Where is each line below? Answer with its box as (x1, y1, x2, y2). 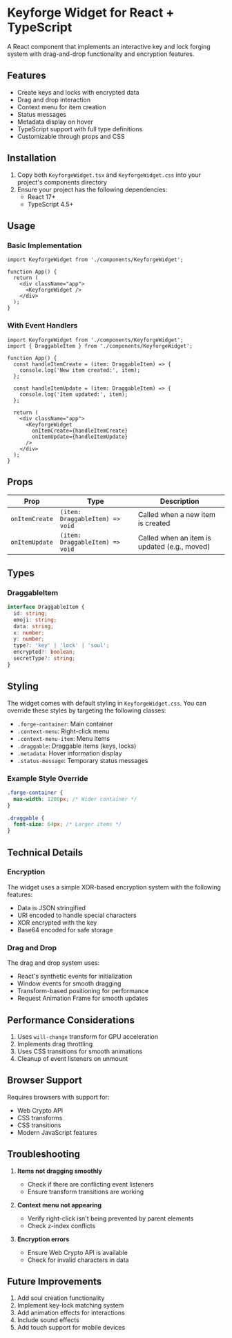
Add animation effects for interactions (17, 1308, 126, 1317)
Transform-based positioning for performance (17, 987, 149, 995)
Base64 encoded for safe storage (17, 925, 113, 934)
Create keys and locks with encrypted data (17, 88, 139, 96)
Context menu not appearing (17, 1200, 102, 1209)
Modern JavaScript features (17, 1128, 97, 1136)
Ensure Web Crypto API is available (27, 1248, 128, 1256)
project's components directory (17, 178, 107, 186)
